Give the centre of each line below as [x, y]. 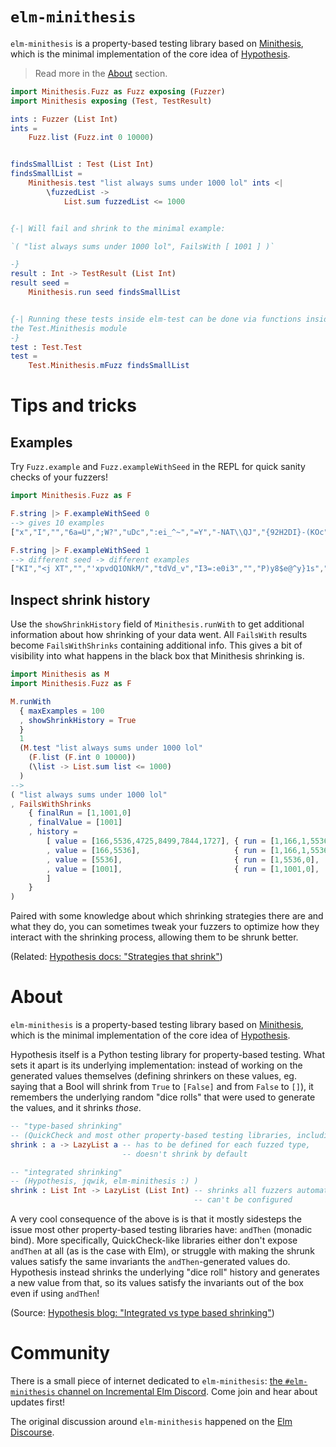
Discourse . [32, 1432]
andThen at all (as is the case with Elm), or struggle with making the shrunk [162, 1251]
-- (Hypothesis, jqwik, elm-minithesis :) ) [104, 1181]
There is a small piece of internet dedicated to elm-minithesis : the [146, 1381]
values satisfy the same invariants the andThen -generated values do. [150, 1262]
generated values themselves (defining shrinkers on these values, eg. [153, 1076]
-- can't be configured [243, 1200]
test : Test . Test [46, 347]
